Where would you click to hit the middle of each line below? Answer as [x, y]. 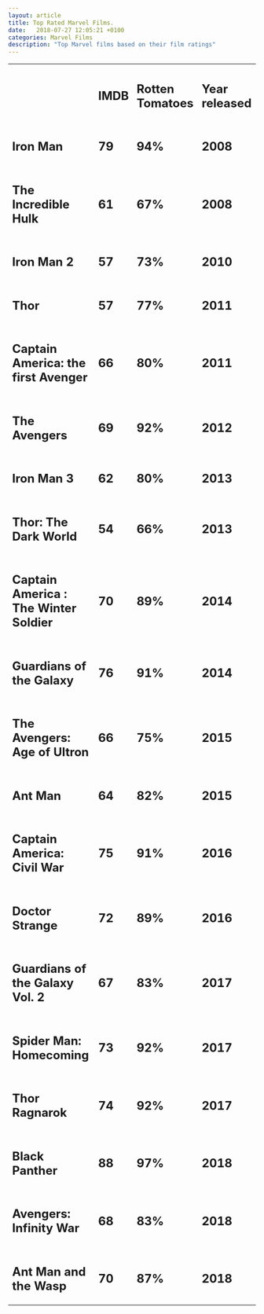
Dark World [44, 536]
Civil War [38, 868]
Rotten [155, 89]
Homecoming [51, 1055]
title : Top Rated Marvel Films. [61, 23]
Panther [35, 1170]
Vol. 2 [29, 997]
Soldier [33, 622]
